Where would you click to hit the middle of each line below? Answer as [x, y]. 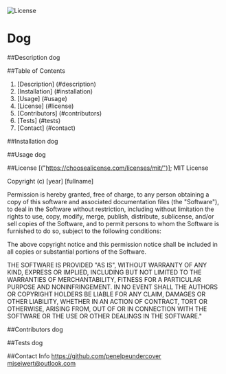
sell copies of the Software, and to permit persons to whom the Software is [113, 223]
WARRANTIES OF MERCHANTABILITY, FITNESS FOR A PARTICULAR [104, 279]
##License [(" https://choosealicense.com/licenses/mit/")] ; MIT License [108, 168]
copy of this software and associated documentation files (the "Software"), [113, 201]
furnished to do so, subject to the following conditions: [84, 231]
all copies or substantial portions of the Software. [77, 252]
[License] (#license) [45, 106]
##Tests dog [25, 342]
